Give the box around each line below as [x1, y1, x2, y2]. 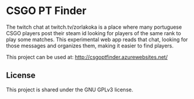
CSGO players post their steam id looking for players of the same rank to [6, 29, 182, 36]
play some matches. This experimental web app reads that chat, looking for [6, 36, 188, 43]
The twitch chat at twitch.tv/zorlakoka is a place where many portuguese [6, 23, 182, 30]
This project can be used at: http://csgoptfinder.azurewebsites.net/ [6, 53, 168, 60]
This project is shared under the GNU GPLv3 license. [6, 86, 134, 93]
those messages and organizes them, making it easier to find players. [6, 42, 174, 49]
